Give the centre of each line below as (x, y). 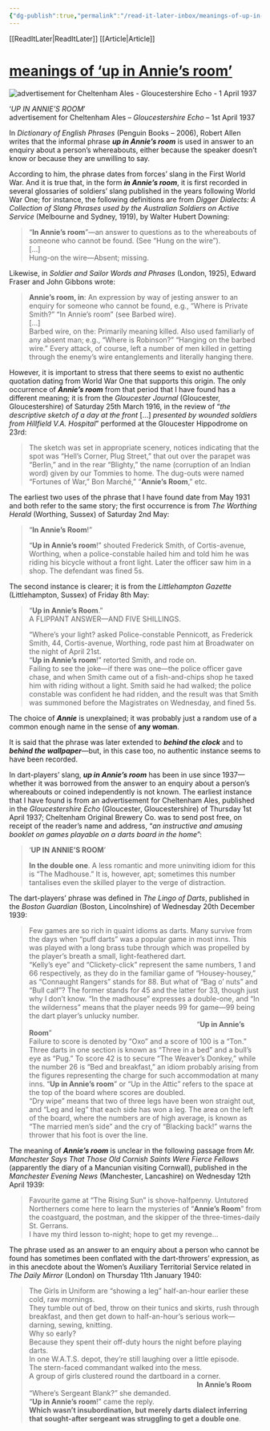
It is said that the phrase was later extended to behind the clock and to (126, 742)
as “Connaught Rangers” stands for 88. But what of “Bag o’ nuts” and (143, 981)
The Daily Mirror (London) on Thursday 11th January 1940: (105, 1275)
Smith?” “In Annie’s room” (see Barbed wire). (103, 314)
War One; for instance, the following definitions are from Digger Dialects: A (133, 199)
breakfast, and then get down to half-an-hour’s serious (119, 1316)
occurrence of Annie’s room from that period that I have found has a (122, 389)
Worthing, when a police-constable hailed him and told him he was (139, 553)
